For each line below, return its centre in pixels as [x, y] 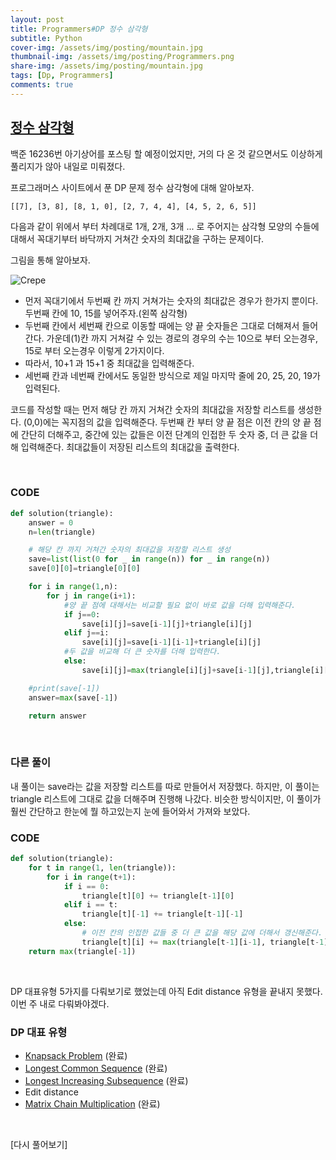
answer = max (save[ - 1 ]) [73, 697]
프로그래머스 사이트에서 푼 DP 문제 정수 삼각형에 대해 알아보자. [132, 187]
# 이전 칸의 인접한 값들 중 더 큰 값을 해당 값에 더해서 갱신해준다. [202, 933]
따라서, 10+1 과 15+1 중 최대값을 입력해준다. [109, 363]
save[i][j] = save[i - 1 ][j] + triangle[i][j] [167, 624]
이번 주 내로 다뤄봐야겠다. [60, 1003]
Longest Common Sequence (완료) [96, 1068]
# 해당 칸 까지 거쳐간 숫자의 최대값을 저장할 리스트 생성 [129, 550]
